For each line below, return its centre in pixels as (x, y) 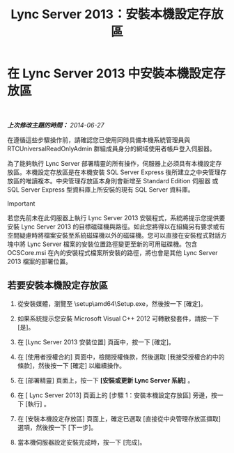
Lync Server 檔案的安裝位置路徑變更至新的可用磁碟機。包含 (112, 244)
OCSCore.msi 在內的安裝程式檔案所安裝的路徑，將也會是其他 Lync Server (112, 252)
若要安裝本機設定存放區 (57, 285)
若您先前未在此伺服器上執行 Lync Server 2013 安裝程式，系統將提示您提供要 (116, 217)
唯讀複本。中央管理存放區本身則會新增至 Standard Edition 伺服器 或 (122, 181)
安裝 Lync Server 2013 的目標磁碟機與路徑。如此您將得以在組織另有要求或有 (116, 227)
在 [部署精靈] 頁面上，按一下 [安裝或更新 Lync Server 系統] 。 (106, 380)
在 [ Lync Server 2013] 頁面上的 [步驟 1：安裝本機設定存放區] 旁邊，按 (117, 395)
